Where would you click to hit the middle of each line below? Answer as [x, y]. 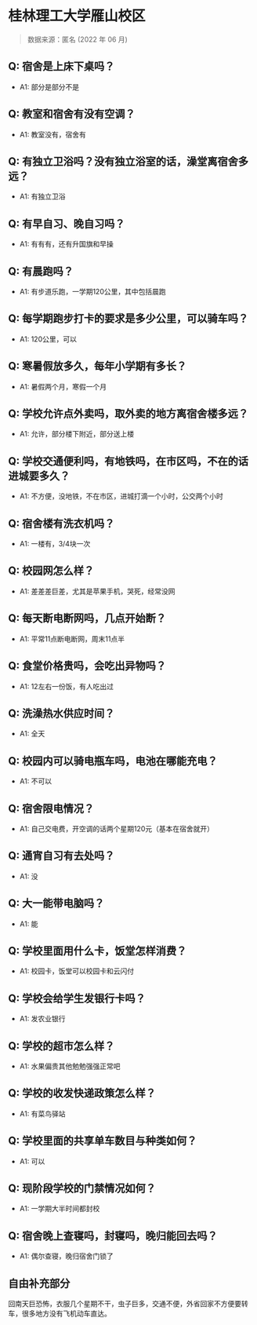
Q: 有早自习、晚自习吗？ [67, 223]
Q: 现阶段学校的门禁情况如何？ [82, 1189]
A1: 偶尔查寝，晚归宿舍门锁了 [66, 1256]
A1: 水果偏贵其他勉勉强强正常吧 [70, 1066]
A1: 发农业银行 [42, 1019]
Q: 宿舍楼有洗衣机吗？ [62, 523]
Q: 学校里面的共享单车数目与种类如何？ [103, 1141]
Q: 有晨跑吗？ [41, 271]
